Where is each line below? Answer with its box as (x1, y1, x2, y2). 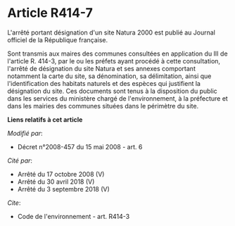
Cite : (7, 199, 21, 207)
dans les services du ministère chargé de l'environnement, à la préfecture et (7, 94, 229, 103)
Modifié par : (7, 129, 44, 137)
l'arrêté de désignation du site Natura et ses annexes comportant (7, 64, 196, 73)
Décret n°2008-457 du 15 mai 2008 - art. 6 (17, 142, 143, 151)
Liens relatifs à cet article (7, 115, 83, 124)
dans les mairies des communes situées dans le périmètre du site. (7, 101, 199, 110)
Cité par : (7, 156, 33, 165)
